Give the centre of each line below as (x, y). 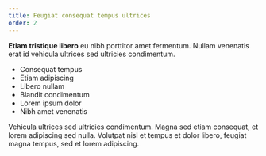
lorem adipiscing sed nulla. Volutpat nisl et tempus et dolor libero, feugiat (127, 135)
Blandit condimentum (54, 94)
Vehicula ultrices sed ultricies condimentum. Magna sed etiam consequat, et (133, 127)
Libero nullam (42, 86)
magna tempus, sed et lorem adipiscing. (74, 143)
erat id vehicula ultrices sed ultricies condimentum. (92, 54)
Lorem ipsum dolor (50, 103)
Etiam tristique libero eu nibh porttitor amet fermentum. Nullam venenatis (129, 45)
